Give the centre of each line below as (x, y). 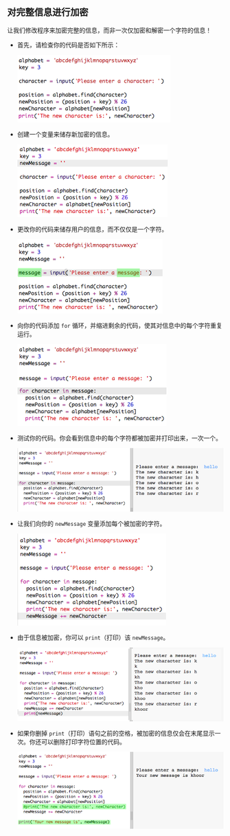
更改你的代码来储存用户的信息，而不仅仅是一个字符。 (92, 229)
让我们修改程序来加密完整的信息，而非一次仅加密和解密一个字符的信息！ (109, 30)
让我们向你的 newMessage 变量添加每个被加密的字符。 (91, 524)
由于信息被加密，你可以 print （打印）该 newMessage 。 (93, 637)
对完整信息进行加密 (48, 12)
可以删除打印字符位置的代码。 (83, 742)
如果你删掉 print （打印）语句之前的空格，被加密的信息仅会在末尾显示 (116, 733)
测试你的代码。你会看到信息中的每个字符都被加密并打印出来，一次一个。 (119, 438)
